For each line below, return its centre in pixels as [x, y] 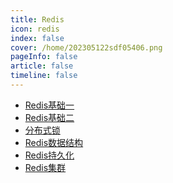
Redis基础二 [49, 117]
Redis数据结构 [54, 142]
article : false [42, 66]
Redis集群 [45, 167]
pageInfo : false [44, 57]
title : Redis [37, 19]
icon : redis [35, 29]
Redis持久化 [49, 155]
